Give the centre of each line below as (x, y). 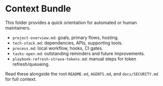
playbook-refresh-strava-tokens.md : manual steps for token (74, 58)
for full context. (21, 79)
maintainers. (18, 27)
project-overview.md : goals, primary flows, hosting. (65, 37)
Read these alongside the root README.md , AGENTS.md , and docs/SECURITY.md (82, 73)
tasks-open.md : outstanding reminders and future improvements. (79, 53)
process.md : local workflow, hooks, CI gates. (58, 48)
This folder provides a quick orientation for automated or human (71, 22)
